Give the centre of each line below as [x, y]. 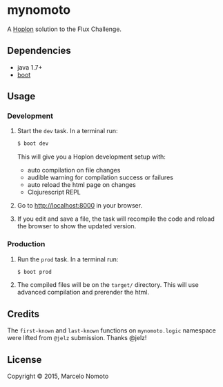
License [25, 360]
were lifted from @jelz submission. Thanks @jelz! [77, 338]
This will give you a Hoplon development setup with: [91, 157]
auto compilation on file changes [74, 170]
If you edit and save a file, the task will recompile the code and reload [116, 219]
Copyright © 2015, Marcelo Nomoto [58, 376]
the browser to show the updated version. [77, 226]
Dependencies [39, 51]
